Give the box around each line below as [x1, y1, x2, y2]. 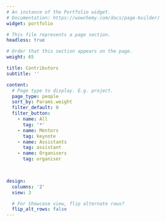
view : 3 [12, 189, 32, 196]
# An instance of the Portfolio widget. [6, 9, 111, 15]
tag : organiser [22, 156, 62, 163]
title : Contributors [6, 65, 59, 71]
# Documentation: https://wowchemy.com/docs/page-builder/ [6, 15, 160, 21]
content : [6, 82, 29, 88]
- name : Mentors [17, 127, 59, 134]
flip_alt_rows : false [12, 206, 67, 212]
